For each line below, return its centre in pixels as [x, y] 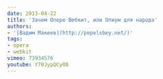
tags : [15, 39]
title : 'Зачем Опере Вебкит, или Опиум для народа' [82, 20]
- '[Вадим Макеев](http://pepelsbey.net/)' [70, 33]
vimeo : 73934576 [30, 58]
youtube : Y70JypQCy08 [38, 65]
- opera [18, 45]
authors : [20, 26]
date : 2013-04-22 [32, 13]
